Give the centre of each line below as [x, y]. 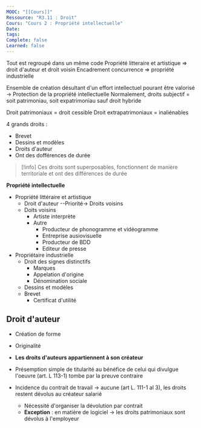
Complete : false [27, 40]
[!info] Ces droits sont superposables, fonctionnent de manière [99, 167]
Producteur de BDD [66, 242]
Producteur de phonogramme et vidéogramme [100, 229]
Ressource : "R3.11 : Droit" [42, 18]
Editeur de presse [64, 248]
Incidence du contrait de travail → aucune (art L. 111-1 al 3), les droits [100, 387]
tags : [13, 35]
